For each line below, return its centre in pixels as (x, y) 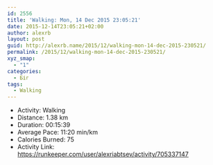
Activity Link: (36, 147)
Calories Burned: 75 (45, 139)
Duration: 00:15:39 (44, 125)
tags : (15, 84)
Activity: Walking (41, 110)
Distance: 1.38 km (43, 117)
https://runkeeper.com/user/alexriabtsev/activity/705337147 (103, 154)
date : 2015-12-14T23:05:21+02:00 (56, 26)
